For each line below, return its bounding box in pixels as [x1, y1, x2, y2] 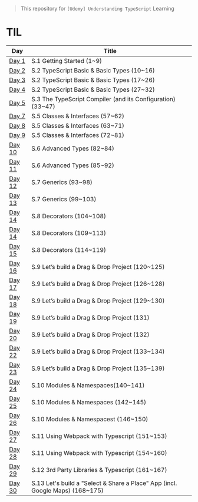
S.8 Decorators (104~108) [31, 212, 106, 220]
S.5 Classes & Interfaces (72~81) [31, 131, 125, 139]
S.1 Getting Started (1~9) [31, 56, 102, 65]
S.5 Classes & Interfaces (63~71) [31, 121, 125, 129]
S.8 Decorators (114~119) [31, 245, 106, 254]
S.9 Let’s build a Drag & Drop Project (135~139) [31, 364, 165, 373]
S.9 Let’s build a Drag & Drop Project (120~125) [31, 262, 165, 271]
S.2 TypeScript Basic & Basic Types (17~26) [31, 76, 155, 84]
